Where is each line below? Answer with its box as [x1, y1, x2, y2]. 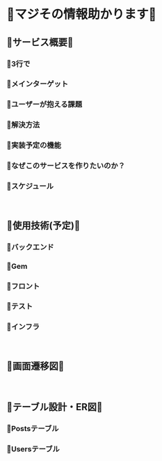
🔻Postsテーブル [6, 423, 59, 433]
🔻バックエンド [6, 242, 54, 251]
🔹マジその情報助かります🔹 [6, 6, 157, 22]
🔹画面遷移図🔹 [6, 360, 65, 373]
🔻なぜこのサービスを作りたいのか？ [6, 161, 126, 171]
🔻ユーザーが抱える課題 [6, 100, 83, 109]
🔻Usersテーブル [6, 444, 60, 453]
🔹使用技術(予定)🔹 [6, 219, 81, 231]
